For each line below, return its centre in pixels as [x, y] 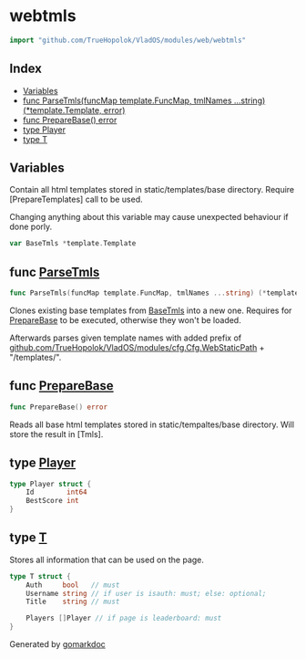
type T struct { [40, 576]
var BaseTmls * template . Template [73, 244]
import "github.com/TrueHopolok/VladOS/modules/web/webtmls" [128, 40]
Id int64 [57, 492]
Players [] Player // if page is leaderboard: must [124, 618]
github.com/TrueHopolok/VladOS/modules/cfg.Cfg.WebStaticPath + [137, 347]
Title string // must [73, 602]
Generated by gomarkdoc [58, 644]
